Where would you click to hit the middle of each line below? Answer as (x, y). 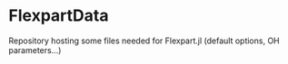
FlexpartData (59, 16)
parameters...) (35, 50)
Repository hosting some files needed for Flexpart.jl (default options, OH (144, 41)
